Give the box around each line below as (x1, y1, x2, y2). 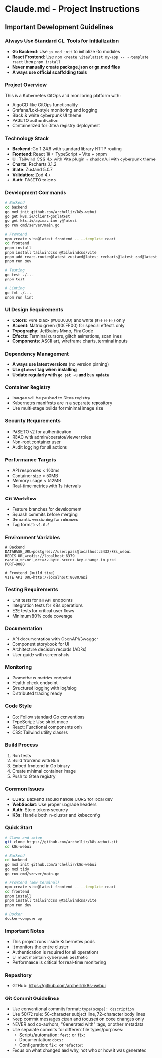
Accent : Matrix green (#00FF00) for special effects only (12, 322, 125, 328)
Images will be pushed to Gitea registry (12, 395, 91, 401)
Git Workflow (5, 495, 37, 502)
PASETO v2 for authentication (12, 428, 72, 435)
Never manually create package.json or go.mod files (12, 64, 120, 70)
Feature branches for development (12, 506, 81, 512)
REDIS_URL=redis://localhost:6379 (5, 554, 75, 559)
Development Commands (5, 189, 66, 196)
